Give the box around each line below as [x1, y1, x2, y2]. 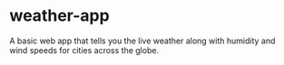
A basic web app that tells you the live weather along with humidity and [9, 35, 276, 46]
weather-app [9, 5, 111, 26]
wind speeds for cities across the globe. [9, 44, 160, 55]
